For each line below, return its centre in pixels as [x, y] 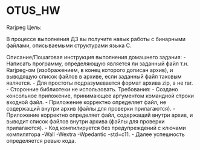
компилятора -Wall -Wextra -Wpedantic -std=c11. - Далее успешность [96, 134]
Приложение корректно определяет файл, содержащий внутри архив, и [100, 115]
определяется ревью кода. [41, 140]
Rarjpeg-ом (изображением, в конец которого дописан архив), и [90, 70]
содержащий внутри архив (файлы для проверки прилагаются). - [91, 108]
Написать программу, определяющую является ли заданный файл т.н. [98, 64]
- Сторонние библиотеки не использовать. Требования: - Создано [92, 89]
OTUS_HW [33, 11]
